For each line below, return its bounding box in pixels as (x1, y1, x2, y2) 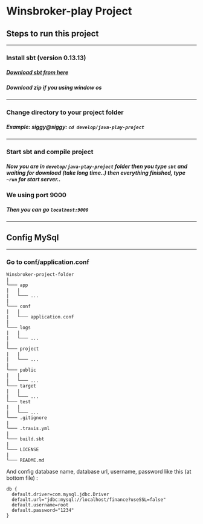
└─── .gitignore (6, 415, 47, 421)
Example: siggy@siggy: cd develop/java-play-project (6, 123, 145, 130)
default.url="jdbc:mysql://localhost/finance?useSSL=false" (11, 497, 166, 503)
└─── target (6, 383, 36, 389)
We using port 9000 (6, 191, 66, 200)
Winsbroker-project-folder (6, 272, 74, 278)
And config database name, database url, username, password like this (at (6, 468, 192, 475)
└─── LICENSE (6, 447, 39, 453)
